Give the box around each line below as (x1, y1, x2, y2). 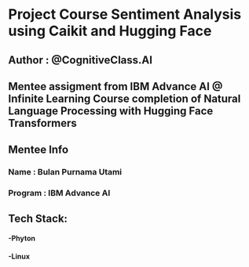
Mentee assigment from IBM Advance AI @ (8, 80, 223, 93)
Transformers (8, 116, 77, 130)
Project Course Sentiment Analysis (8, 5, 242, 23)
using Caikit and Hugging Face (8, 22, 212, 40)
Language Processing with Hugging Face (8, 104, 214, 117)
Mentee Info (8, 143, 69, 157)
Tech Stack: (8, 211, 68, 225)
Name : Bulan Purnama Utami (8, 167, 123, 178)
